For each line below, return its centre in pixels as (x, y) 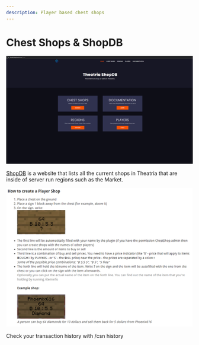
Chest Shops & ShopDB (65, 42)
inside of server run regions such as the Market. (65, 179)
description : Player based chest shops (55, 12)
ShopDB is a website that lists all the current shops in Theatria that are (92, 173)
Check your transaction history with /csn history (65, 336)
